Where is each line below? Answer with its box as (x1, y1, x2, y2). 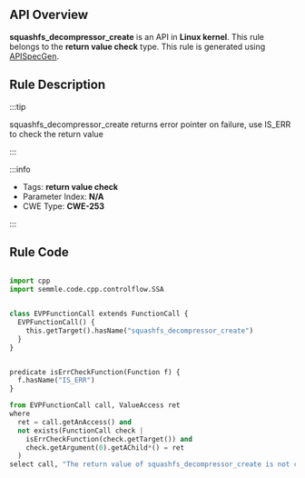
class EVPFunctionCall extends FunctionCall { (9, 309, 189, 319)
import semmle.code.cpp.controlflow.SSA (9, 285, 165, 294)
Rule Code (9, 244, 70, 260)
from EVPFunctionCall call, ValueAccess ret (9, 401, 181, 410)
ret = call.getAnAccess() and (17, 417, 132, 426)
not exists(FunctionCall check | (17, 426, 144, 435)
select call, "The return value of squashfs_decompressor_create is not (9, 460, 290, 469)
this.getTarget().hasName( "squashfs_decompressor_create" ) (25, 326, 254, 335)
